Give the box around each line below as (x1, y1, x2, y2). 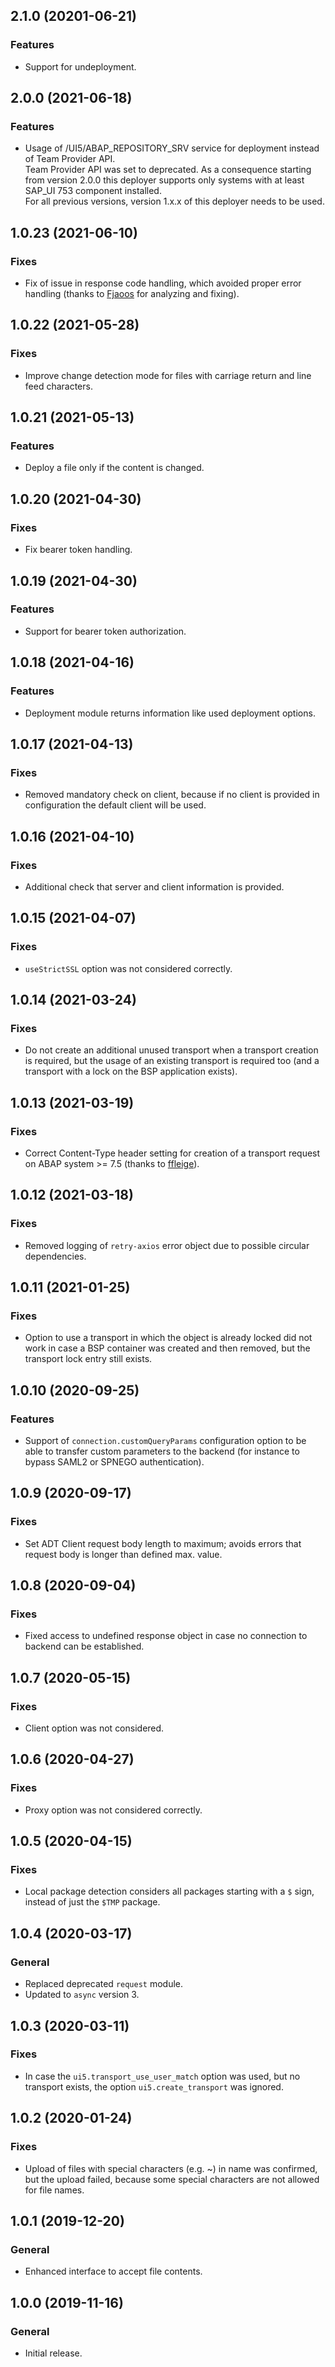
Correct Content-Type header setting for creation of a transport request (24, 1147, 321, 1159)
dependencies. (24, 1250, 87, 1262)
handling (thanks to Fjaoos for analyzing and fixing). (24, 288, 240, 300)
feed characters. (24, 380, 93, 392)
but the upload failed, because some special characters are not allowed (24, 2173, 320, 2185)
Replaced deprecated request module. (24, 1978, 184, 1990)
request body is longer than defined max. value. (24, 1548, 223, 1560)
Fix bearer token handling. (24, 544, 133, 556)
